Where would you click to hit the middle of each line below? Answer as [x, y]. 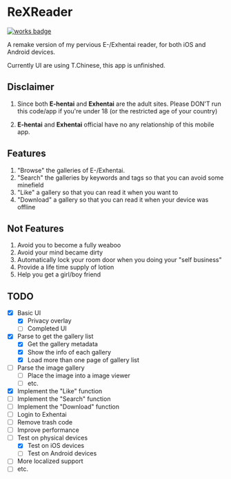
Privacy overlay [49, 321]
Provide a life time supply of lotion [66, 267]
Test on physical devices [52, 438]
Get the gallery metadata [63, 344]
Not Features [36, 228]
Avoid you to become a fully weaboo [69, 245]
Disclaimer [31, 87]
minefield [30, 185]
